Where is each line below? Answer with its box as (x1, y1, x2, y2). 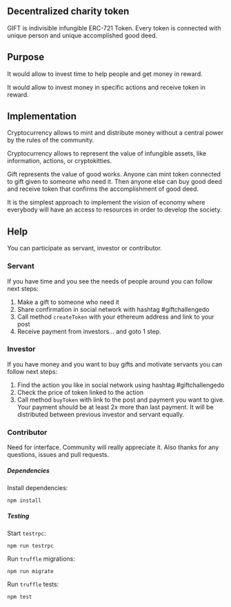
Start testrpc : (7, 529, 46, 538)
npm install (7, 497, 41, 504)
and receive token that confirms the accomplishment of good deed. (7, 185, 199, 193)
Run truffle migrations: (7, 554, 75, 563)
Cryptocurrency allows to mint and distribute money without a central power (7, 129, 224, 137)
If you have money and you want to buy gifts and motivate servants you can (7, 359, 223, 368)
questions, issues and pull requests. (7, 451, 110, 459)
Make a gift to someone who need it (17, 297, 119, 306)
